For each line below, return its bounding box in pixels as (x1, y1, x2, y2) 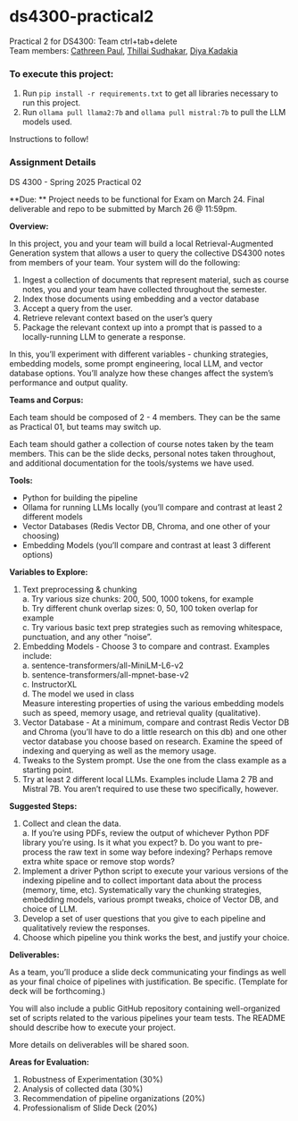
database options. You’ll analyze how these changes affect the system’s (9, 367, 274, 378)
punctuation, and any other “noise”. (21, 631, 153, 642)
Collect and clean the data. (21, 818, 122, 829)
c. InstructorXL (21, 678, 78, 689)
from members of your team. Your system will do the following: (9, 257, 241, 267)
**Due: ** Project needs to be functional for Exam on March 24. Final (9, 194, 265, 205)
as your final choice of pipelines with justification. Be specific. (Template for (9, 976, 288, 987)
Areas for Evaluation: (9, 1057, 89, 1067)
